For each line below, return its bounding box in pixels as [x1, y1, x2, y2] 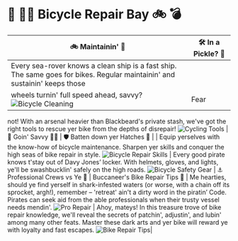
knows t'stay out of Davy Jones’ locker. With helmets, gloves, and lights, [7, 157, 219, 166]
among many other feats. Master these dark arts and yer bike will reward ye [7, 218, 228, 226]
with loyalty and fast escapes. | [7, 225, 153, 234]
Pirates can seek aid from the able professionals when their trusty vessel [7, 195, 220, 203]
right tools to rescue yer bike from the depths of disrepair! [7, 124, 176, 133]
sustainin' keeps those [11, 78, 86, 88]
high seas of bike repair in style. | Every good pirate [7, 150, 225, 159]
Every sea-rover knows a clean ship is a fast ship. [11, 60, 177, 70]
